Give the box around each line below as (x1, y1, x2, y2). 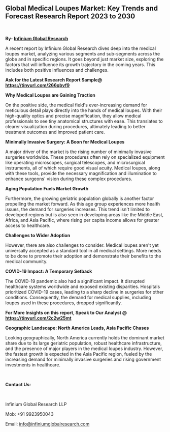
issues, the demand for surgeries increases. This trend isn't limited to (5, 206, 150, 212)
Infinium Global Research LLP (5, 401, 67, 407)
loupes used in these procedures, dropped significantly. (5, 300, 122, 306)
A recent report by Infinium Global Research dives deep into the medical (5, 45, 156, 51)
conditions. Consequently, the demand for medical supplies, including (5, 294, 151, 300)
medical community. (5, 258, 48, 264)
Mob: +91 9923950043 (5, 411, 54, 417)
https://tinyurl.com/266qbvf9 (5, 82, 70, 88)
